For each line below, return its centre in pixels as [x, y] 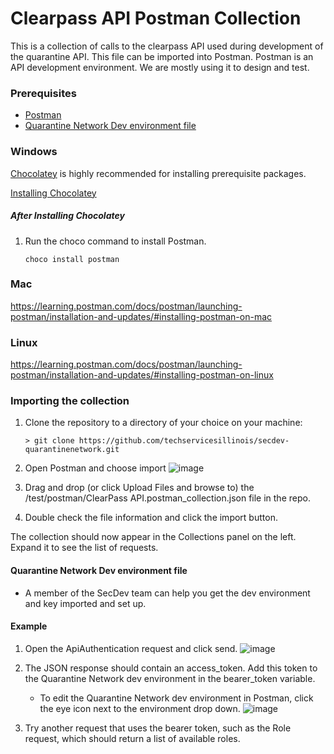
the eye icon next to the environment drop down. [140, 708]
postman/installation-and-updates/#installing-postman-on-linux [142, 375]
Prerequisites [43, 93]
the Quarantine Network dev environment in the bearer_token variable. [170, 678]
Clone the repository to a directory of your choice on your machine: [163, 423]
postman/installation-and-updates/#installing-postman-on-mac [141, 316]
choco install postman [72, 259]
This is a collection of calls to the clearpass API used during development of [167, 46]
